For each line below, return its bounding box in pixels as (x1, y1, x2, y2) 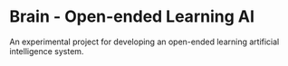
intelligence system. (9, 45, 84, 56)
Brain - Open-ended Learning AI (9, 6, 255, 27)
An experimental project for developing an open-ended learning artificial (9, 36, 280, 47)
